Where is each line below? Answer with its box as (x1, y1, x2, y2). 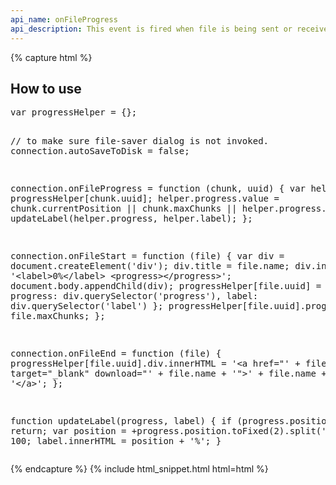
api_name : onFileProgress (10, 14, 118, 25)
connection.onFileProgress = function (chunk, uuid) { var (10, 183, 307, 195)
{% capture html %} (10, 51, 93, 63)
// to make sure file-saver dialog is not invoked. (10, 136, 270, 147)
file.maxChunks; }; (10, 311, 106, 322)
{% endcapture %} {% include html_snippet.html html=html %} (10, 463, 269, 475)
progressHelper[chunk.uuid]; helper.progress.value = (10, 193, 280, 205)
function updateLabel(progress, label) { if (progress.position (10, 416, 333, 427)
